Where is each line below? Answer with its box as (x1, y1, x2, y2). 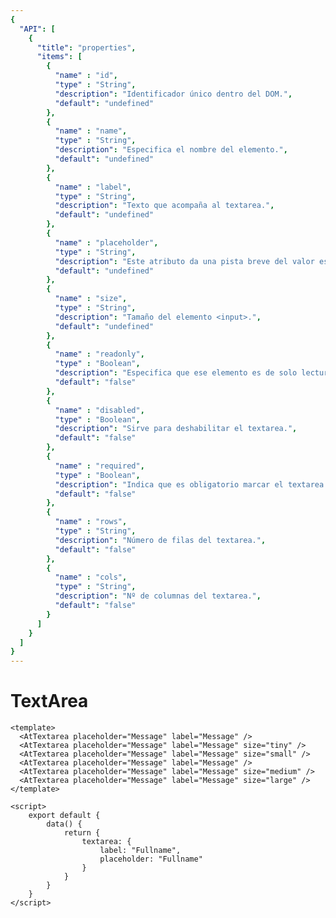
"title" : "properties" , (36, 42, 137, 53)
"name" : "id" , (54, 71, 118, 81)
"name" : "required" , (54, 461, 145, 471)
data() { (46, 819, 83, 830)
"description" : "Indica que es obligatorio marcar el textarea (54, 479, 325, 490)
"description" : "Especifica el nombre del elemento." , (54, 145, 288, 155)
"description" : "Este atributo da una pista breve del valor (54, 256, 315, 266)
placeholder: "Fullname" (99, 854, 203, 865)
